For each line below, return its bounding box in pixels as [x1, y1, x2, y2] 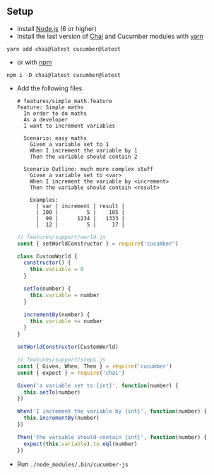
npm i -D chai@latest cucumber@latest [6, 71, 121, 78]
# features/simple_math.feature [16, 97, 112, 104]
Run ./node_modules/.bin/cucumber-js [16, 459, 129, 468]
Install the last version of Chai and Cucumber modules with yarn [16, 32, 204, 40]
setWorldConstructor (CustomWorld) [16, 344, 119, 351]
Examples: [30, 196, 59, 203]
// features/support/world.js [16, 233, 107, 241]
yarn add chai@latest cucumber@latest [6, 45, 121, 52]
